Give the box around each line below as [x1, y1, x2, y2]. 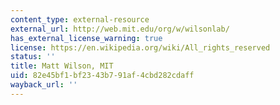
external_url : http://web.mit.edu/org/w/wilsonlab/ [10, 24, 230, 34]
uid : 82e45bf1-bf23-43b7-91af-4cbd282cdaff [10, 71, 195, 81]
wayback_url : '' [10, 80, 78, 90]
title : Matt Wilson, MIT [10, 61, 114, 71]
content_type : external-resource [10, 14, 150, 25]
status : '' [10, 52, 56, 62]
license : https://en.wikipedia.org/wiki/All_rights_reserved [10, 42, 271, 53]
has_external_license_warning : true [10, 33, 163, 43]
